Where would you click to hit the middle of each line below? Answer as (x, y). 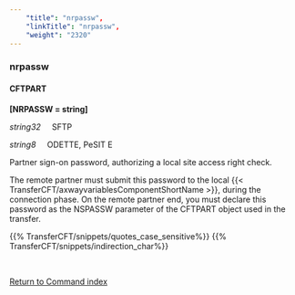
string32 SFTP (41, 126)
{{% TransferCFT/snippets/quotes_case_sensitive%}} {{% (118, 236)
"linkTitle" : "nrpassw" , (73, 26)
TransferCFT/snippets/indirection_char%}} (89, 246)
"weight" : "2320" (59, 35)
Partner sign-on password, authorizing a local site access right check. (141, 162)
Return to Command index (58, 281)
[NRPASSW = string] (49, 109)
